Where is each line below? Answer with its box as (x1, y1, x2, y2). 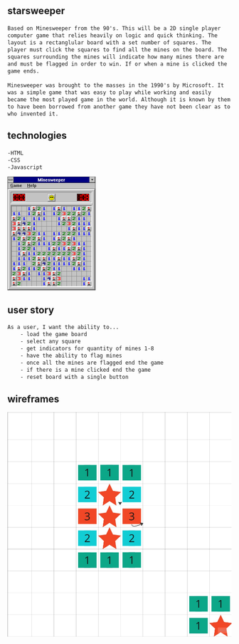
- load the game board (20, 331, 87, 338)
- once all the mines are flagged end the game (20, 359, 164, 367)
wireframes (7, 393, 60, 405)
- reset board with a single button (20, 373, 129, 381)
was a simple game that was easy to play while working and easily (7, 88, 212, 96)
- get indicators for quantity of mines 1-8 (20, 345, 154, 353)
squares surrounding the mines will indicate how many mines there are (7, 53, 224, 61)
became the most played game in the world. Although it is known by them (7, 95, 231, 103)
